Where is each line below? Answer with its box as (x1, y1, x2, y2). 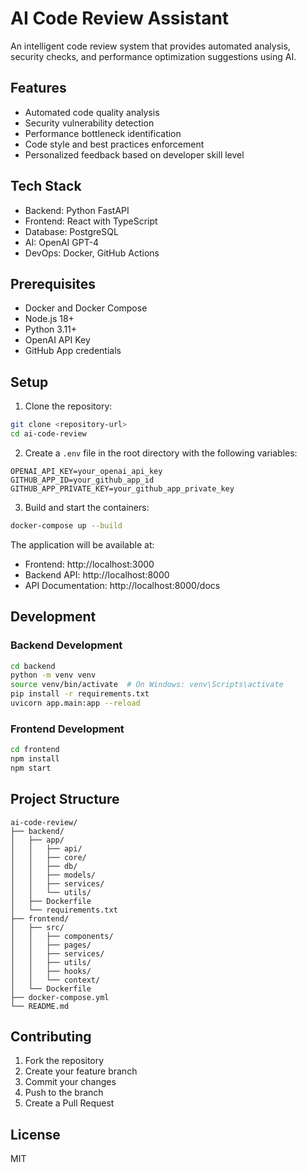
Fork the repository (24, 1055, 105, 1067)
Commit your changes (24, 1076, 117, 1088)
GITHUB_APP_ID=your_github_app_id (10, 475, 155, 485)
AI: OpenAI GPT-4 (24, 236, 100, 248)
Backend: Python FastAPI (24, 204, 130, 216)
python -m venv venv (10, 670, 97, 681)
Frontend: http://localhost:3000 (24, 558, 155, 570)
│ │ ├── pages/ (10, 940, 92, 950)
